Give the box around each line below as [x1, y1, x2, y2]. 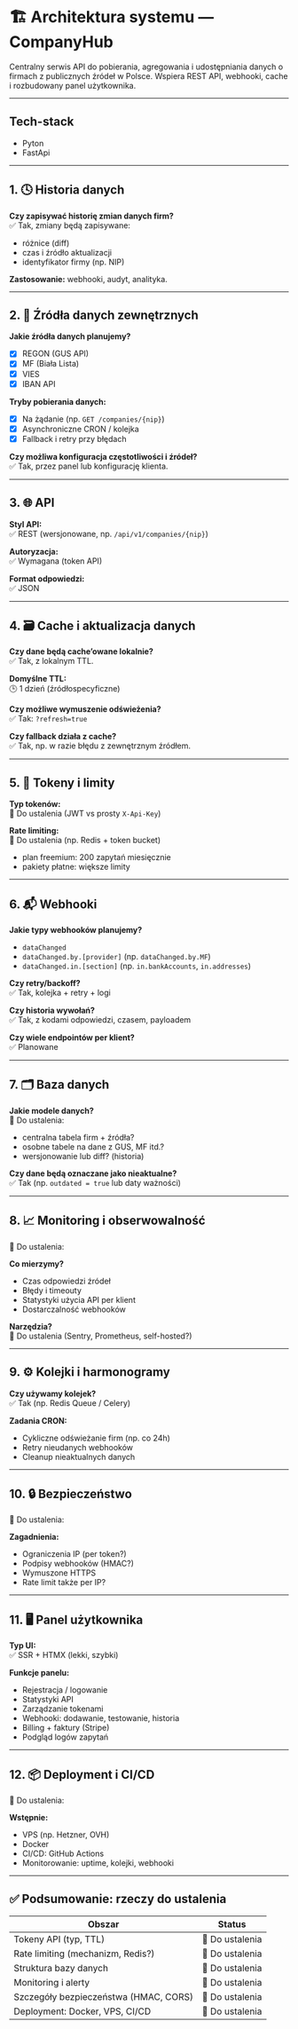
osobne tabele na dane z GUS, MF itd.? [21, 1141, 165, 1152]
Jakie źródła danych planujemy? [9, 331, 131, 342]
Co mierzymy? [9, 1258, 65, 1269]
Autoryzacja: [9, 546, 59, 557]
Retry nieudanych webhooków [21, 1441, 134, 1452]
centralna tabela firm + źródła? [21, 1132, 135, 1142]
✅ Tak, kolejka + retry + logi [9, 987, 111, 999]
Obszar [87, 1918, 120, 1930]
